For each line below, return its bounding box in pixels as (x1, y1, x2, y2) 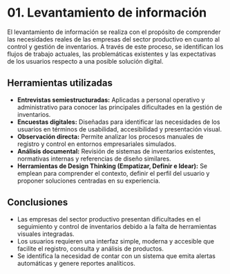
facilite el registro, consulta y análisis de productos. (17, 244, 164, 253)
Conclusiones (7, 197, 68, 208)
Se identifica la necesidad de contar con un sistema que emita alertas (17, 251, 216, 260)
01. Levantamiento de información (7, 5, 207, 21)
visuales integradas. (17, 230, 75, 238)
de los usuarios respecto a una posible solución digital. (7, 57, 164, 65)
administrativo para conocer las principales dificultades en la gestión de (17, 102, 222, 111)
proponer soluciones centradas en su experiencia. (17, 176, 161, 185)
